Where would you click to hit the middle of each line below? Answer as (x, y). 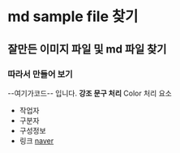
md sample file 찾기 (73, 17)
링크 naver (36, 140)
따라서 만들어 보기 (41, 74)
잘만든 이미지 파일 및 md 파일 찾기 (87, 49)
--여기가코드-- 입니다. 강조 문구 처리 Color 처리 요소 (90, 93)
